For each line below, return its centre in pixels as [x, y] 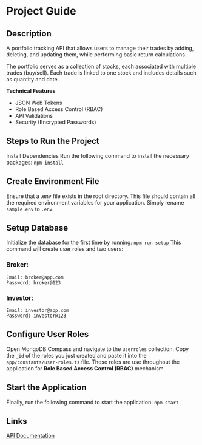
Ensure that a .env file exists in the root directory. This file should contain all [101, 196]
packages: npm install [35, 162]
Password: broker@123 [34, 283]
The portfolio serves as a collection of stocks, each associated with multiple [101, 66]
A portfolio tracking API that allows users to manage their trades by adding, [100, 48]
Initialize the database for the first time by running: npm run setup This [94, 243]
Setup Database [37, 228]
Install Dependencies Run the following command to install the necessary [98, 155]
